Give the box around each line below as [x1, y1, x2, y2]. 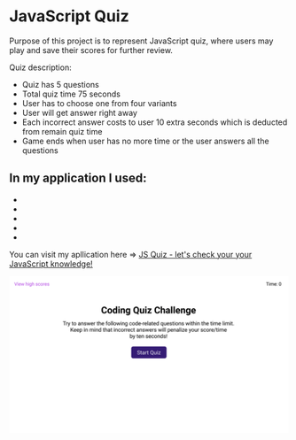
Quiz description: [9, 62, 73, 73]
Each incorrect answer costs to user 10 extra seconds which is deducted [21, 117, 288, 127]
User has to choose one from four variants [21, 97, 177, 108]
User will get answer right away [21, 107, 137, 118]
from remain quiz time [21, 126, 103, 136]
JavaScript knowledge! [9, 259, 93, 269]
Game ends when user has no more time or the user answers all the [21, 135, 269, 146]
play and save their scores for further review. [9, 44, 173, 55]
